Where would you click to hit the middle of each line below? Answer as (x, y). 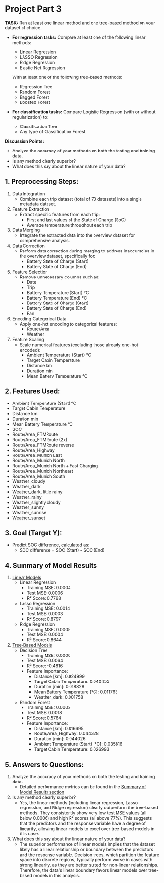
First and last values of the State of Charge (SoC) (76, 220)
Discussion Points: (24, 141)
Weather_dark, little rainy (37, 492)
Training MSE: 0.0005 (49, 630)
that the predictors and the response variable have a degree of (82, 823)
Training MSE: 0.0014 (48, 608)
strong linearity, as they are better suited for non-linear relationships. (89, 865)
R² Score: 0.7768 (44, 598)
